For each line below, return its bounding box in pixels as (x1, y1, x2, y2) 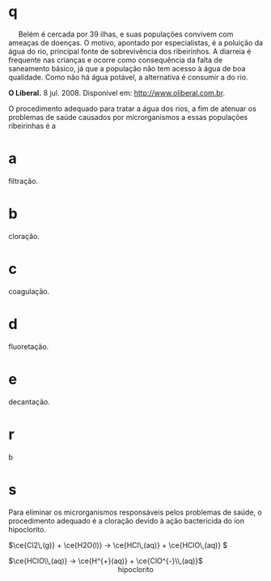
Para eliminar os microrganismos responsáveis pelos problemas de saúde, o (8, 507, 263, 517)
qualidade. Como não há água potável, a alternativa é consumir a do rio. (8, 72, 248, 82)
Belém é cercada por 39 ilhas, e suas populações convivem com (18, 29, 234, 39)
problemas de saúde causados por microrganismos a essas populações (8, 112, 248, 122)
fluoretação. (8, 341, 49, 351)
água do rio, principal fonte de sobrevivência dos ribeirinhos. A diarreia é (8, 46, 252, 56)
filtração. (8, 176, 39, 186)
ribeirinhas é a (8, 121, 57, 130)
